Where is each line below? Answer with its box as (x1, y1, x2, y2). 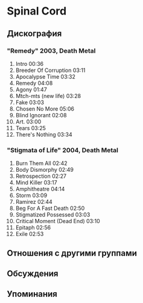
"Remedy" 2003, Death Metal (7, 47, 96, 55)
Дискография (7, 28, 62, 39)
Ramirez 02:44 (15, 198, 53, 206)
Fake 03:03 (15, 99, 45, 106)
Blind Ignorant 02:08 (15, 111, 67, 119)
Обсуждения (7, 268, 59, 279)
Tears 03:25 (15, 124, 46, 131)
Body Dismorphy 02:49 (15, 166, 74, 174)
